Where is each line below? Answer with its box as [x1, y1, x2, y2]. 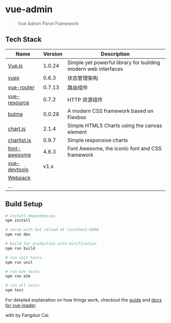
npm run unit [5, 260, 33, 265]
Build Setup [5, 200, 43, 208]
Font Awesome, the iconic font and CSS [67, 145, 162, 152]
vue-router [8, 84, 35, 91]
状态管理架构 [67, 74, 98, 82]
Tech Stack [5, 35, 42, 44]
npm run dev [5, 232, 31, 237]
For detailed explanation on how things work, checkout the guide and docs [5, 297, 162, 303]
